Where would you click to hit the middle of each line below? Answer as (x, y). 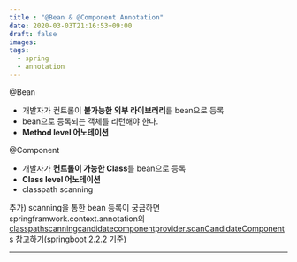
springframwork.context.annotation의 (77, 219)
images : (23, 42)
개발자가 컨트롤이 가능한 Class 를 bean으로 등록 (104, 168)
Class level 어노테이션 (61, 179)
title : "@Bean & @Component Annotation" (87, 17)
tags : (19, 50)
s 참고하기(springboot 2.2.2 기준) (68, 239)
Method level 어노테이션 (65, 132)
